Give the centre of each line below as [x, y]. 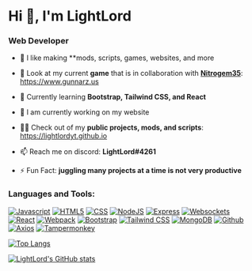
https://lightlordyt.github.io [63, 136]
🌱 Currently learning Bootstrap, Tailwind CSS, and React [113, 97]
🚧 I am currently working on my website [84, 112]
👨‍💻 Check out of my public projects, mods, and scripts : [111, 128]
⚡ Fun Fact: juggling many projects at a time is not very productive [130, 171]
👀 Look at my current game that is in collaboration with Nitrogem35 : [131, 73]
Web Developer [38, 41]
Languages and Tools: [52, 194]
